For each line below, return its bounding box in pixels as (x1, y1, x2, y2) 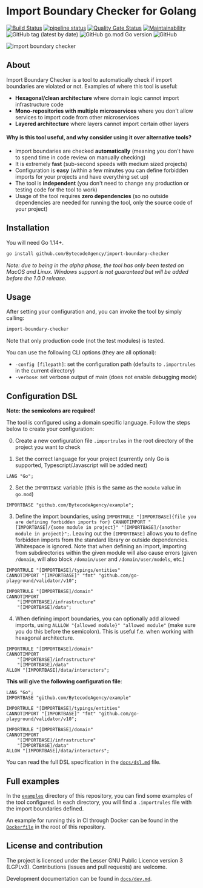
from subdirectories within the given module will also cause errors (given (15, 549, 198, 557)
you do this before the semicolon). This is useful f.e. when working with (15, 628, 194, 635)
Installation (6, 223, 50, 233)
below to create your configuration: (6, 425, 95, 432)
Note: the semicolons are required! (6, 407, 96, 414)
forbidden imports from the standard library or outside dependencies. (15, 536, 189, 543)
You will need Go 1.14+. (6, 239, 64, 246)
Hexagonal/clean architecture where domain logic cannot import (15, 94, 179, 101)
